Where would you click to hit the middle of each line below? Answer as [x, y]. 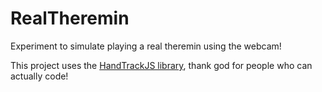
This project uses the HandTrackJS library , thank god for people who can [161, 65]
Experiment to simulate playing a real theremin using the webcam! [146, 46]
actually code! [39, 76]
